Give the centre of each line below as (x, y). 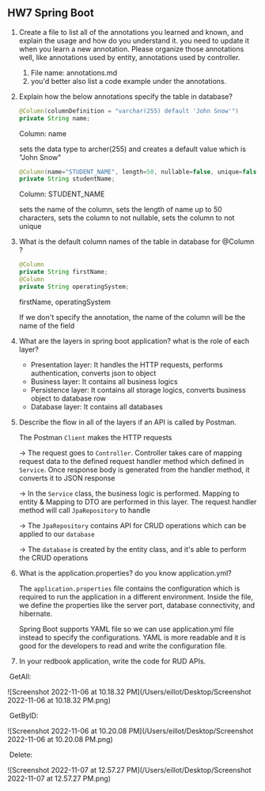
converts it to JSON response (67, 477)
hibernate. (36, 614)
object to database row (68, 398)
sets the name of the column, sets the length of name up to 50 (120, 210)
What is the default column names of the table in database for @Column (136, 241)
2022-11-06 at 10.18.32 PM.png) (59, 700)
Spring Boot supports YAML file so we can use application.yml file (126, 629)
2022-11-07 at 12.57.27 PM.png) (59, 778)
